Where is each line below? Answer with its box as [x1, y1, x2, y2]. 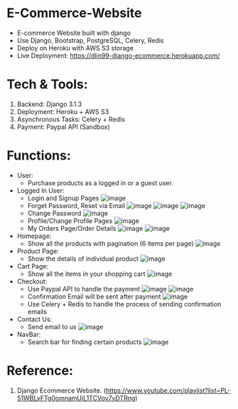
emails [27, 307, 48, 316]
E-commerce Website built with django [16, 29, 131, 37]
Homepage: [16, 232, 52, 240]
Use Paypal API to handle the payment [27, 284, 140, 293]
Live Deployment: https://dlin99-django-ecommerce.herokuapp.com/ [16, 51, 220, 60]
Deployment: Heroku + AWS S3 [16, 107, 109, 115]
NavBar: [16, 330, 41, 338]
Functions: [6, 147, 72, 164]
